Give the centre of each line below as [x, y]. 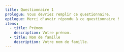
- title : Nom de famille [35, 38]
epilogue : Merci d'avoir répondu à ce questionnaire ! [62, 19]
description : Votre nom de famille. [52, 42]
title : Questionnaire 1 [30, 10]
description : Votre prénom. [43, 33]
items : [12, 24]
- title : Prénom [26, 28]
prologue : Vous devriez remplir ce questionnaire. [58, 14]
